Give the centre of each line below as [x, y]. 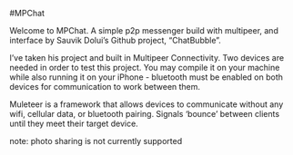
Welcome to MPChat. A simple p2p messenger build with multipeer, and [144, 30]
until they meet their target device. [74, 123]
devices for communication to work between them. [105, 87]
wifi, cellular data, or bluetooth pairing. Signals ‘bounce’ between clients [145, 114]
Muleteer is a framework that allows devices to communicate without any [146, 104]
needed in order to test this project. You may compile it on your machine [145, 68]
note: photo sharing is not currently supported [96, 141]
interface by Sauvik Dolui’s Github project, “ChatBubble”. [115, 40]
